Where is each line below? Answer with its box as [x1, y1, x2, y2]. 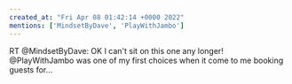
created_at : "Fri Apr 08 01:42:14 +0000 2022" [9, 12, 185, 22]
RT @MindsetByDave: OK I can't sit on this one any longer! [9, 45, 224, 56]
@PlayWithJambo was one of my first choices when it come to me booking [9, 55, 284, 65]
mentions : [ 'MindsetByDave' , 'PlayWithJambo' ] [9, 21, 185, 30]
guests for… [9, 64, 53, 75]
